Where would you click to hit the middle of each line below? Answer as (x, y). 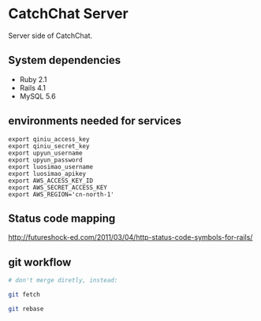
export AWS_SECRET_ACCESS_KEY (58, 187)
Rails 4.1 (32, 88)
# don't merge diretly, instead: (63, 281)
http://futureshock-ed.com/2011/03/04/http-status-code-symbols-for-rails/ (130, 237)
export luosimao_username (50, 166)
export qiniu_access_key (49, 139)
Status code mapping (62, 218)
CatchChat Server (68, 14)
